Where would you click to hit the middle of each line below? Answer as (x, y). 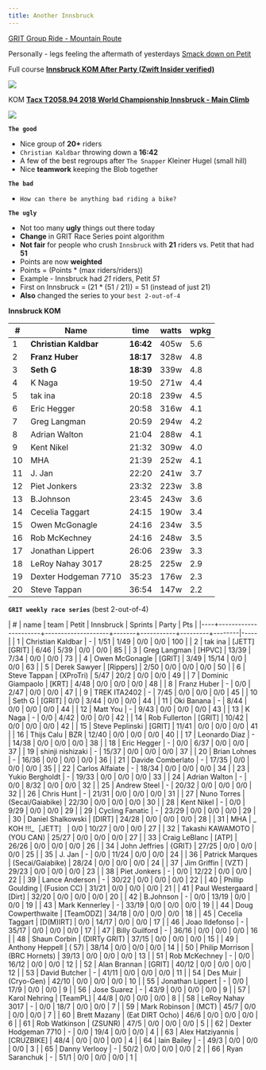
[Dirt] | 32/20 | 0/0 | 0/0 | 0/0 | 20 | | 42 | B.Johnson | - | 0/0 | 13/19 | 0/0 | (129, 897)
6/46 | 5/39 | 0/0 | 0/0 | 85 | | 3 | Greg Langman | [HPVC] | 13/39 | (143, 650)
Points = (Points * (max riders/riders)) (81, 270)
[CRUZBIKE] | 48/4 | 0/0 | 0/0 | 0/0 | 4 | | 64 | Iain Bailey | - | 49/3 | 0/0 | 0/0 (133, 1040)
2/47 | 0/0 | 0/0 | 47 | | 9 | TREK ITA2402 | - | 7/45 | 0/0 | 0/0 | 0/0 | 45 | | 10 (133, 692)
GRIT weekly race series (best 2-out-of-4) (79, 609)
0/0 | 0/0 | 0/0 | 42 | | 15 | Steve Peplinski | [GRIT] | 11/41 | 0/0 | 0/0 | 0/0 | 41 (133, 726)
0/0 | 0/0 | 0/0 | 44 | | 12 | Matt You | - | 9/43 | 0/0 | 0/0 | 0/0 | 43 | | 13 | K (129, 709)
